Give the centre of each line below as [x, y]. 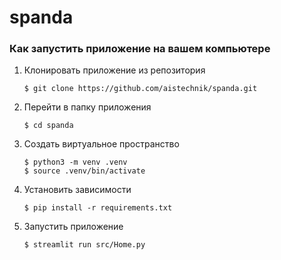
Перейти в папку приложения [87, 107]
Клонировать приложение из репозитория [114, 70]
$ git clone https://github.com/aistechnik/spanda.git [140, 89]
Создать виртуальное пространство [101, 144]
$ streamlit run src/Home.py [84, 245]
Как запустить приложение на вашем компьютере [140, 49]
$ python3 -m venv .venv [75, 162]
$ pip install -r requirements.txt [98, 208]
